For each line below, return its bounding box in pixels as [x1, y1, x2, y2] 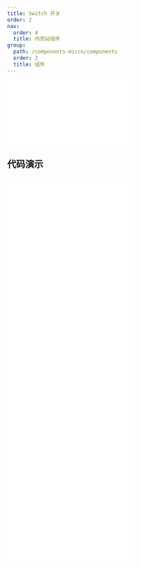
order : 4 [13, 29, 38, 36]
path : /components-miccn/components [13, 49, 118, 55]
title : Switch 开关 [7, 10, 61, 17]
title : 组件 [13, 61, 46, 68]
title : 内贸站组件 [13, 36, 60, 42]
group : [7, 42, 26, 49]
